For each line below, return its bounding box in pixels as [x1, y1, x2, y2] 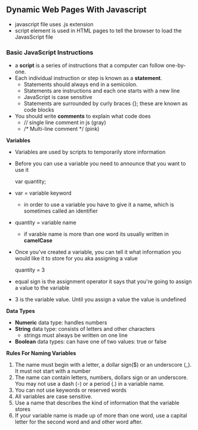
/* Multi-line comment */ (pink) [23, 125, 100, 133]
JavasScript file [14, 33, 54, 41]
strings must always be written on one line [23, 331, 128, 339]
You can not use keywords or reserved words [14, 386, 127, 394]
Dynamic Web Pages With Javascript [6, 5, 147, 15]
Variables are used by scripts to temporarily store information [14, 149, 166, 156]
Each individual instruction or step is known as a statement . [14, 75, 163, 82]
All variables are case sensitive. [14, 393, 92, 400]
